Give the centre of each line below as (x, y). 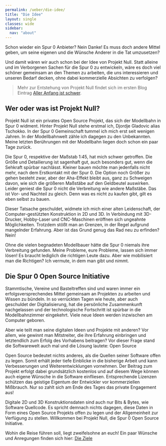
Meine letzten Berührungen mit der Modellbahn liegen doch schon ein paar (82, 142)
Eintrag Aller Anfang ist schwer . (49, 93)
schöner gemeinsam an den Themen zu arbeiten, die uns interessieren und (82, 73)
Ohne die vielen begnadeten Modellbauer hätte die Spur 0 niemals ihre (77, 245)
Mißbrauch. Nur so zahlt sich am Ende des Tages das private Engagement (81, 387)
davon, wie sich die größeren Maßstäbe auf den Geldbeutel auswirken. (77, 183)
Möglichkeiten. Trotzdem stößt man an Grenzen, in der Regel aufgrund (77, 224)
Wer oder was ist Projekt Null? (53, 108)
